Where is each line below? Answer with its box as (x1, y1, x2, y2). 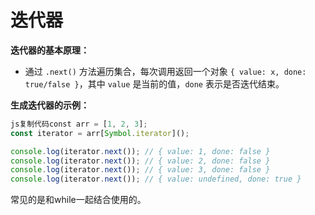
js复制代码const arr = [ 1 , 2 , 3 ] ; (10, 119, 148, 129)
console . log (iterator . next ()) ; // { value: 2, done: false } (10, 156, 271, 166)
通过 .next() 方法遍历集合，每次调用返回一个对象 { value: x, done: (24, 65, 307, 77)
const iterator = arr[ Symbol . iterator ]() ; (10, 128, 190, 138)
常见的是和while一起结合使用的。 (10, 194, 147, 206)
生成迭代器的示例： (10, 99, 90, 111)
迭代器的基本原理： (10, 44, 90, 56)
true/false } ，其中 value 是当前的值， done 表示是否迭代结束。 (24, 77, 285, 90)
